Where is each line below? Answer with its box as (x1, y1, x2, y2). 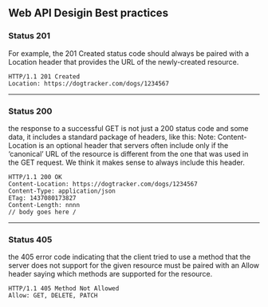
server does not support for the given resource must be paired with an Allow (8, 261, 260, 270)
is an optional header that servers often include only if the (38, 140, 229, 150)
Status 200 (8, 106, 53, 117)
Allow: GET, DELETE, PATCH (8, 292, 98, 300)
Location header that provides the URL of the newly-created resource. (8, 57, 239, 66)
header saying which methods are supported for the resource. (8, 269, 213, 279)
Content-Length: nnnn (8, 201, 81, 209)
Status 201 (8, 30, 50, 42)
